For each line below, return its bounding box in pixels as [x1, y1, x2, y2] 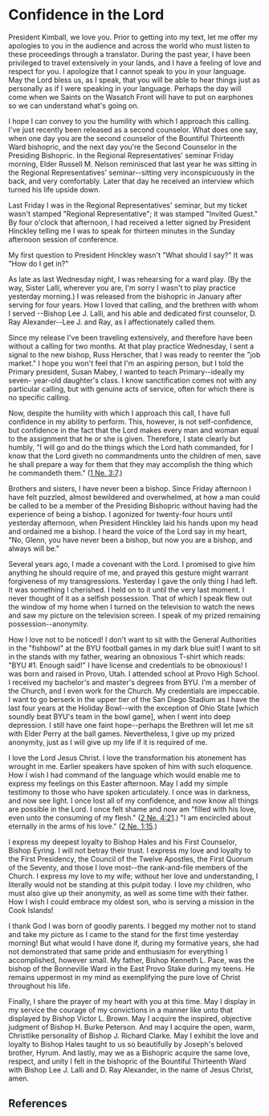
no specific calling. [8, 392, 71, 402]
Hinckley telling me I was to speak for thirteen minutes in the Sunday [8, 225, 235, 235]
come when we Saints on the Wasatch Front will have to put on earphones [8, 92, 254, 101]
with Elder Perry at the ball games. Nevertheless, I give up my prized [8, 729, 235, 738]
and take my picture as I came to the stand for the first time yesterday [8, 929, 239, 939]
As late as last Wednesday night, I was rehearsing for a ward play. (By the [8, 274, 251, 283]
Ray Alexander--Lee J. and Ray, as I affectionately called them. [8, 316, 216, 327]
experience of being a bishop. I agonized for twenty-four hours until [8, 509, 233, 519]
